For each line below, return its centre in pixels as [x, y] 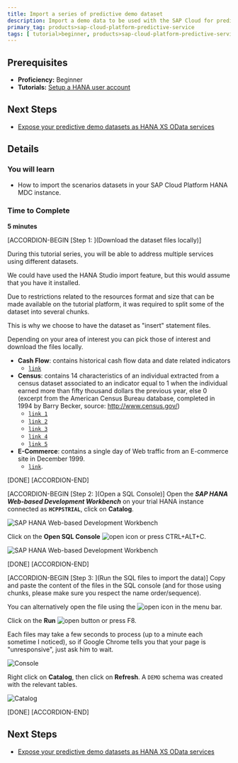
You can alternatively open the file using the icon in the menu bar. [115, 607]
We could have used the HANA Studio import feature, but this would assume [119, 275]
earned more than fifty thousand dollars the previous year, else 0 [112, 390]
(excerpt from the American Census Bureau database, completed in [116, 398]
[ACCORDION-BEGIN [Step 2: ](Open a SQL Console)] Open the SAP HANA [118, 493]
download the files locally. [45, 346]
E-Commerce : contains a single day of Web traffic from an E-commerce [123, 451]
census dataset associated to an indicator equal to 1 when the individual [123, 383]
